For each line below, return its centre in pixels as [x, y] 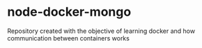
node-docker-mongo [69, 12]
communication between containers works [69, 38]
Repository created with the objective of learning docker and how [101, 31]
